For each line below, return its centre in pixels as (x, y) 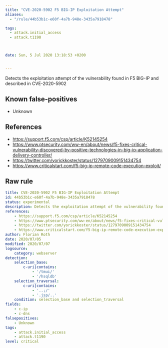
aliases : (14, 14)
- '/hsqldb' (44, 276)
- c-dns (22, 314)
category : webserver (35, 253)
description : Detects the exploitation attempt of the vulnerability (79, 206)
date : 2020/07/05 (23, 239)
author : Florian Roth (28, 235)
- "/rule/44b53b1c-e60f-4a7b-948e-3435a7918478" (61, 19)
